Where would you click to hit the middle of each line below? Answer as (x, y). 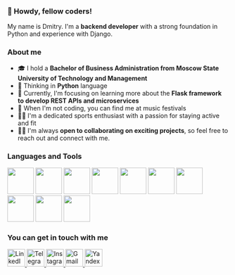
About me (25, 52)
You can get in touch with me (58, 237)
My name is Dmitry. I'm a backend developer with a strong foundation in (113, 27)
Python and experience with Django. (60, 34)
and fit (27, 123)
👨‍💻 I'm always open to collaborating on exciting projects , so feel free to (123, 130)
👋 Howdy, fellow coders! (50, 11)
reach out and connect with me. (64, 138)
